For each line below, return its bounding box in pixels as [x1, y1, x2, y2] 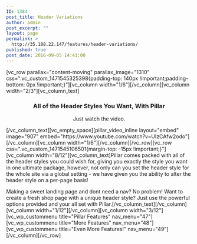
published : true [6, 47, 46, 53]
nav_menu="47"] [111, 213, 153, 220]
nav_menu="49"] [127, 225, 169, 232]
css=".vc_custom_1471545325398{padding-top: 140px [6, 75, 139, 82]
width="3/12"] [129, 206, 163, 213]
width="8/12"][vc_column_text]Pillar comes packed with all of [35, 151, 185, 159]
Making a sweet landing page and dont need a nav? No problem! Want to [6, 188, 183, 195]
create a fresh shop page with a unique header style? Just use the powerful [6, 194, 191, 201]
